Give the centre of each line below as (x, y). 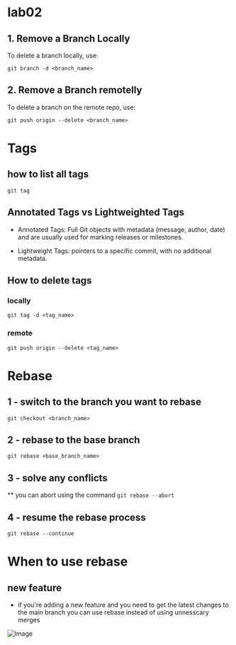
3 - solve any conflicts (57, 478)
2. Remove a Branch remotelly (75, 90)
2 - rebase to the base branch (74, 440)
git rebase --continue (41, 534)
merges (29, 620)
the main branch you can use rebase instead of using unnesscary (113, 612)
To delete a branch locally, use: (53, 55)
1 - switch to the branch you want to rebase (105, 402)
